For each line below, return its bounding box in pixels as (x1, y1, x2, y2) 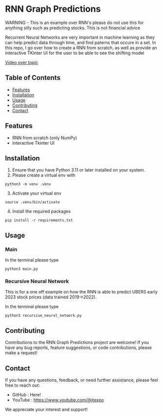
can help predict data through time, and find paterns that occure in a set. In (5, 39, 156, 45)
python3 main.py (5, 267, 38, 271)
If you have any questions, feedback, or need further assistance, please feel (5, 377, 159, 383)
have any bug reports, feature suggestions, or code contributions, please (5, 344, 152, 351)
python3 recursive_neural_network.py (5, 313, 82, 318)
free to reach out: (5, 382, 40, 388)
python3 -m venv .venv (5, 182, 51, 187)
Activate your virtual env (12, 190, 61, 196)
